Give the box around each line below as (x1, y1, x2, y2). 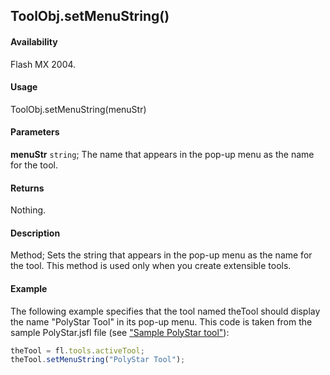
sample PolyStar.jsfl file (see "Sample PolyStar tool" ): (10, 326, 230, 338)
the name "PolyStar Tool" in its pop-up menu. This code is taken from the (10, 315, 313, 328)
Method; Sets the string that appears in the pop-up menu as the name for (10, 249, 313, 261)
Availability (10, 35, 58, 48)
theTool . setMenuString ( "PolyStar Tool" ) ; (10, 355, 186, 365)
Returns (10, 182, 45, 194)
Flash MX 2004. (10, 58, 77, 70)
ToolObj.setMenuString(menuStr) (10, 103, 147, 115)
